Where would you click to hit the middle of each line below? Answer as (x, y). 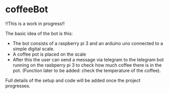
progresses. (18, 86)
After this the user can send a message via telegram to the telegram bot (88, 59)
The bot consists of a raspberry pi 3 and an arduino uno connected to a (88, 43)
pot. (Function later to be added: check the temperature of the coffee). (87, 70)
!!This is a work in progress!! (35, 24)
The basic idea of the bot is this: (39, 33)
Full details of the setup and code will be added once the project (73, 80)
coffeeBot (27, 9)
